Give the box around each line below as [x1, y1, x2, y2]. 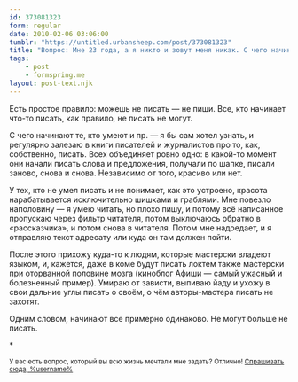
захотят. [9, 296, 40, 307]
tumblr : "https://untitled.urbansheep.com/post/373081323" [9, 37, 232, 47]
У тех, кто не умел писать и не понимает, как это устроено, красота [9, 184, 268, 195]
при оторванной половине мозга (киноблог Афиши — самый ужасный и [9, 268, 283, 278]
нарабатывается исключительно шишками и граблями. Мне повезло [9, 194, 271, 205]
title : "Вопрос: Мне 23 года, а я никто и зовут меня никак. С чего [9, 46, 268, 55]
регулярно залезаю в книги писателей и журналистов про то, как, [9, 139, 261, 150]
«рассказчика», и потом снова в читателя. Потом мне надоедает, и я [9, 222, 272, 233]
